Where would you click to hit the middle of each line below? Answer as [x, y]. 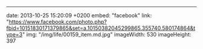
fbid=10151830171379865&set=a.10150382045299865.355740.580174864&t [101, 28]
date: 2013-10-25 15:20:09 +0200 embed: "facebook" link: [79, 15]
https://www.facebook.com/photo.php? [58, 22]
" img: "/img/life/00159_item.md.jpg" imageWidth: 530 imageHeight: [107, 34]
